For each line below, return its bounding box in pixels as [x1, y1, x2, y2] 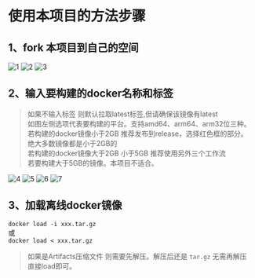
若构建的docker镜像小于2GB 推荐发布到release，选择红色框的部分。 [27, 129, 248, 138]
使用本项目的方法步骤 [8, 7, 147, 25]
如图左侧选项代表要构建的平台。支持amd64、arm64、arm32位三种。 [27, 119, 251, 128]
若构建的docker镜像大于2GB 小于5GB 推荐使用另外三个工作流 [27, 148, 226, 158]
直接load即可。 [27, 261, 77, 271]
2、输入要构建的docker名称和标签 [8, 87, 174, 101]
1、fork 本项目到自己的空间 [8, 41, 139, 54]
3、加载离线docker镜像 [8, 199, 122, 212]
